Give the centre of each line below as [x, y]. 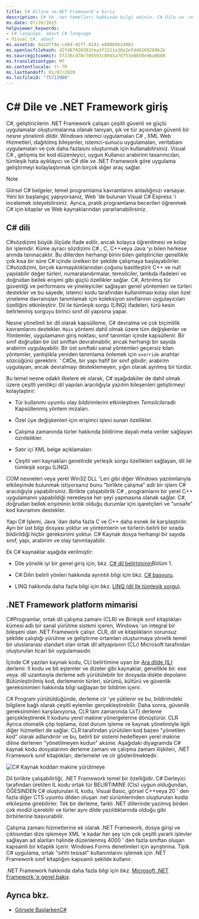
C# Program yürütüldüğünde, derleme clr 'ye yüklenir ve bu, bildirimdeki [94, 699]
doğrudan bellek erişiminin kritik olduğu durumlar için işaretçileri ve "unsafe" [99, 503]
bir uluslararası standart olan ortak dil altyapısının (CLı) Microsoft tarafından [98, 644]
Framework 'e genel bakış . [38, 876]
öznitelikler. [29, 438]
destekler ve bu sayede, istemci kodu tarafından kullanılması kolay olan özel [99, 292]
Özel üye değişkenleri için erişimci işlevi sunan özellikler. [84, 420]
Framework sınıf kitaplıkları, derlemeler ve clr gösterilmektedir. [82, 755]
